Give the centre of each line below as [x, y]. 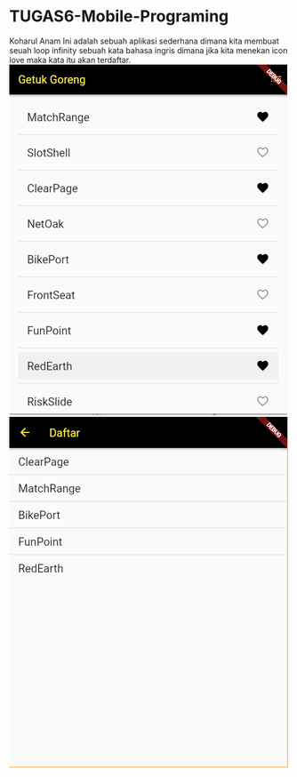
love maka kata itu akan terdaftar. [70, 60]
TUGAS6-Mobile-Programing [119, 16]
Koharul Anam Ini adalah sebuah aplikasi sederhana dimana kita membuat [144, 41]
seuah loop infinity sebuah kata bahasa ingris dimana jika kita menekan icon [148, 50]
